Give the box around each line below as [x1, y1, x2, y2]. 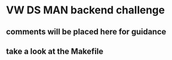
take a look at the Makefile [6, 46, 104, 56]
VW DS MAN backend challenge [6, 3, 165, 17]
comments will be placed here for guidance [6, 27, 167, 37]
